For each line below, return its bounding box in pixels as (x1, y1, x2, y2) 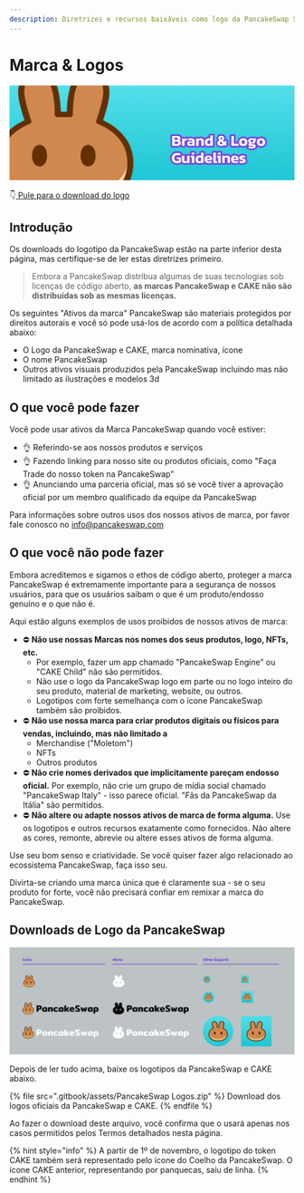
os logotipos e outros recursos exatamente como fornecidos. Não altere (22, 822, 291, 833)
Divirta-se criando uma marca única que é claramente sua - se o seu (9, 877, 265, 887)
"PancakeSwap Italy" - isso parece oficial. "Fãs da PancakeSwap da (22, 790, 278, 800)
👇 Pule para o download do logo (9, 190, 130, 201)
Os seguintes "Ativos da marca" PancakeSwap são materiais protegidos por (9, 308, 292, 319)
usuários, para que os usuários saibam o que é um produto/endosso (9, 588, 264, 599)
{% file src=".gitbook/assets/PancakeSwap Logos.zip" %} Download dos (9, 1091, 281, 1101)
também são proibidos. (35, 704, 122, 715)
